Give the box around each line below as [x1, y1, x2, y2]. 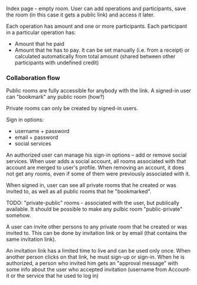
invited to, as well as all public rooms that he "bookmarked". [6, 188, 152, 195]
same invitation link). [6, 236, 57, 243]
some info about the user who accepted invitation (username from [6, 266, 167, 273]
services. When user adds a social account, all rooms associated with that [6, 158, 186, 165]
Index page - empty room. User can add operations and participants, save [6, 5, 186, 12]
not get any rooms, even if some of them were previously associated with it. [6, 170, 191, 177]
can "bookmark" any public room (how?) [6, 94, 105, 101]
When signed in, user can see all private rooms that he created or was [6, 182, 177, 189]
